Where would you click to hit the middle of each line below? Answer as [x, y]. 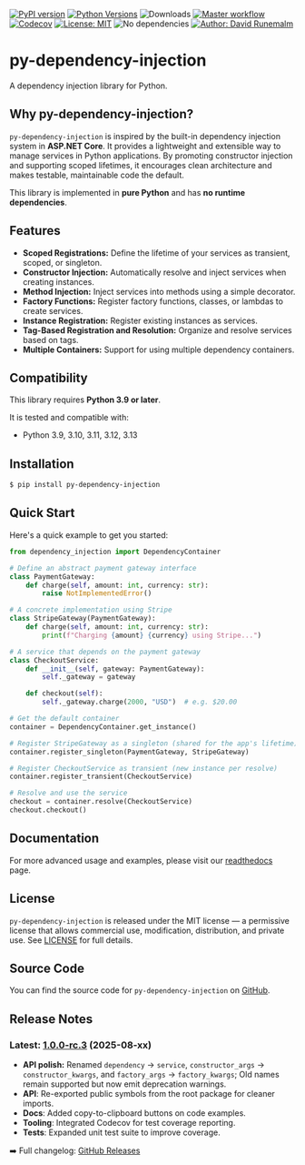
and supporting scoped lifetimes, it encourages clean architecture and [141, 165]
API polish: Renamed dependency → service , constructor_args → [143, 1064]
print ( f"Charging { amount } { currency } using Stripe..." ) [152, 635]
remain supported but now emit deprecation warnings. [124, 1084]
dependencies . [39, 202]
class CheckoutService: [54, 660]
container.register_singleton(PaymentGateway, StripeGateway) [129, 752]
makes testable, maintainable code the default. [97, 175]
